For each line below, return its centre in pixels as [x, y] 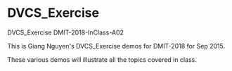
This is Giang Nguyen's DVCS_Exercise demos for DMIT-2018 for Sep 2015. [116, 46]
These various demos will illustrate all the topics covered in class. [102, 59]
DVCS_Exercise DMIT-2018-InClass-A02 [66, 32]
